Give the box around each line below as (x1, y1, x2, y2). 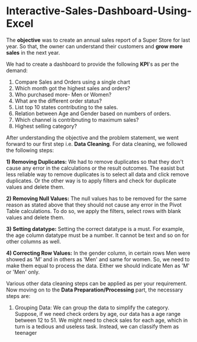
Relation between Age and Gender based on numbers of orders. (14, 110, 172, 117)
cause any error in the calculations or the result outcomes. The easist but (6, 164, 185, 172)
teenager (14, 329, 37, 336)
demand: (6, 66, 28, 74)
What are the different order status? (14, 97, 102, 104)
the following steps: (6, 147, 54, 154)
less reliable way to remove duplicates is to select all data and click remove (6, 170, 189, 178)
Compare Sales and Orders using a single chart (14, 78, 130, 85)
